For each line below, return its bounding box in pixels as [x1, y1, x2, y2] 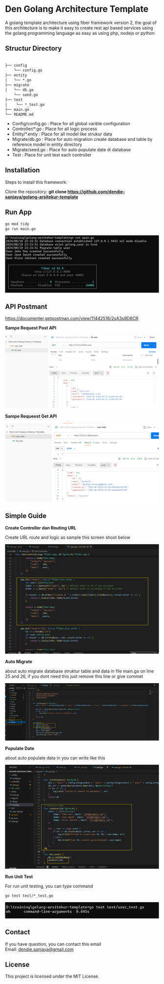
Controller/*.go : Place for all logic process [12, 126, 98, 132]
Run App [5, 208, 32, 216]
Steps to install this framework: [5, 179, 67, 185]
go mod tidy [5, 222, 29, 227]
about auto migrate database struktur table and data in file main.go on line [5, 668, 154, 674]
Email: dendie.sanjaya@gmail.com [5, 946, 74, 952]
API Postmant [5, 302, 48, 311]
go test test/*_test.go [5, 893, 54, 898]
